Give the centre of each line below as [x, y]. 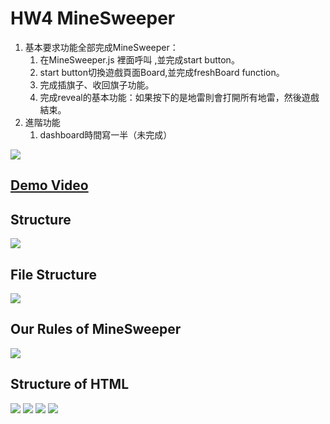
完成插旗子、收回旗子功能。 [97, 84]
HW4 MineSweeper [93, 18]
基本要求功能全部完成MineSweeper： [101, 47]
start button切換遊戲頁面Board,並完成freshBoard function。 [162, 72]
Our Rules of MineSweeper [96, 329]
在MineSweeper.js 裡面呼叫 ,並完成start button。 [139, 59]
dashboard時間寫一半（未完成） [106, 134]
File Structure [53, 274]
